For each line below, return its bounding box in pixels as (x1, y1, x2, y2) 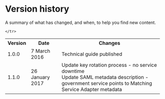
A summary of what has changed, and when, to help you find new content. (5, 20, 156, 25)
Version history (5, 3, 70, 15)
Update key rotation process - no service (61, 61, 157, 68)
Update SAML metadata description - (61, 74, 149, 80)
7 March (31, 47, 51, 54)
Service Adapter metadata (61, 86, 122, 93)
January (31, 74, 50, 80)
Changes (99, 40, 120, 46)
